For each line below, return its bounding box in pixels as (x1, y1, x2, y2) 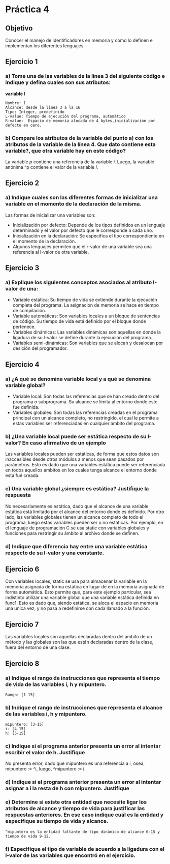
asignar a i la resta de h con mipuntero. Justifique (5, 785, 129, 792)
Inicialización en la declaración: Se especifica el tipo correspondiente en (12, 232, 164, 239)
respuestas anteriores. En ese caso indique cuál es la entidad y (5, 811, 164, 818)
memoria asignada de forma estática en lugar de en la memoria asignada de (5, 584, 164, 590)
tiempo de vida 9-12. (5, 833, 51, 839)
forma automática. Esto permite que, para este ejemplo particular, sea (5, 589, 151, 595)
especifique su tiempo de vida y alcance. (5, 818, 109, 825)
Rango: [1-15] (5, 692, 36, 697)
